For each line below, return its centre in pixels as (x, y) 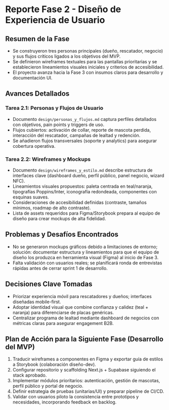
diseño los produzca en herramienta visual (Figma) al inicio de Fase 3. (86, 257)
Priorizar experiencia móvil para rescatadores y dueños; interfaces (82, 296)
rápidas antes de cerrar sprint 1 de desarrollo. (60, 268)
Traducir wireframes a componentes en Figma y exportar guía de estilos (88, 359)
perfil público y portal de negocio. (48, 386)
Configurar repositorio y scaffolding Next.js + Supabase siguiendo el (84, 370)
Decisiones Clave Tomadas (49, 284)
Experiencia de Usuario (55, 20)
